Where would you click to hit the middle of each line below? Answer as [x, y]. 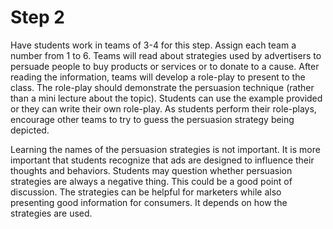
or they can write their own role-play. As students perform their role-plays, [163, 108]
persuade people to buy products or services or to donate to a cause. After [165, 66]
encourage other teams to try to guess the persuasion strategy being [152, 119]
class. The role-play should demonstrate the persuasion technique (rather [162, 87]
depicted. [30, 130]
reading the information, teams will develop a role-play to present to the [158, 77]
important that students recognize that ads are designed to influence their [162, 160]
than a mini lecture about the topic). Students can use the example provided [166, 98]
